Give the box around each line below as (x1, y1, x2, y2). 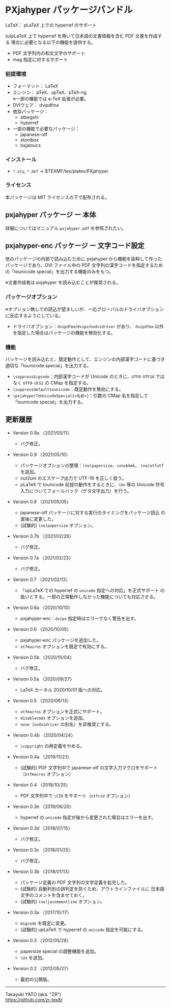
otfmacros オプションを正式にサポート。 (20, 708, 105, 714)
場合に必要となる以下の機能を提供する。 (11, 39, 96, 45)
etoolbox (20, 137, 39, 143)
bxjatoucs (20, 142, 41, 148)
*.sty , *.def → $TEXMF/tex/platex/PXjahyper (12, 168, 108, 174)
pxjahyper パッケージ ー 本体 (5, 211, 97, 219)
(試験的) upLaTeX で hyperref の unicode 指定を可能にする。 (20, 926, 146, 933)
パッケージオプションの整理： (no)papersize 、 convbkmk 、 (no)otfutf (20, 462, 164, 468)
